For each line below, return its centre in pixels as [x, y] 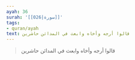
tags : [13, 23]
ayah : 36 [17, 12]
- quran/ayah [22, 28]
